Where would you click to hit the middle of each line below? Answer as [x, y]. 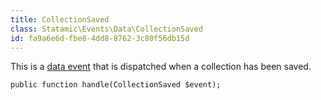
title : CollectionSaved [60, 19]
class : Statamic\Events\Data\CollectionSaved [106, 29]
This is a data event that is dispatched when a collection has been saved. [161, 67]
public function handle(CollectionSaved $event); [116, 85]
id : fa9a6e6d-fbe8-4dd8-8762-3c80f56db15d [100, 38]
